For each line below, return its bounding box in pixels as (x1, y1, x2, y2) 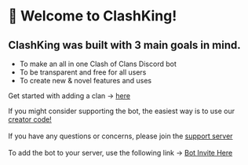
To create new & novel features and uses (19, 76, 151, 85)
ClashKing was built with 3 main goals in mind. (8, 38, 241, 52)
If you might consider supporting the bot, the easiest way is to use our (8, 106, 235, 115)
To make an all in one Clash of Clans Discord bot (19, 59, 177, 68)
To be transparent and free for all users (19, 68, 147, 77)
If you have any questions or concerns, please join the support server (8, 131, 233, 141)
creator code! (8, 115, 53, 124)
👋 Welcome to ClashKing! (8, 7, 177, 25)
